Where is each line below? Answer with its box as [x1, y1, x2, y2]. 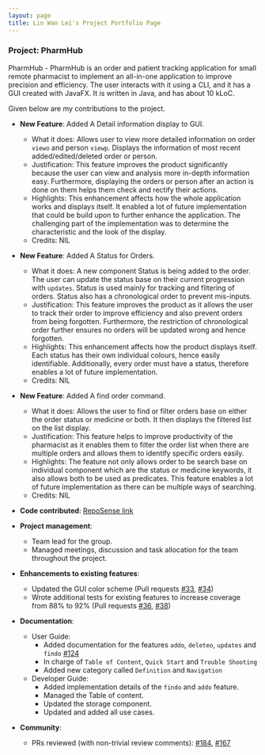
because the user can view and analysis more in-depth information [31, 168, 251, 177]
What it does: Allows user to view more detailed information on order [31, 134, 256, 143]
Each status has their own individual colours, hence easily [31, 350, 221, 360]
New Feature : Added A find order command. [19, 391, 166, 400]
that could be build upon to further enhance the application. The [31, 210, 241, 219]
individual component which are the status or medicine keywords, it [31, 465, 252, 475]
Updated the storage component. [43, 699, 152, 708]
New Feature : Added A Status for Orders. [19, 250, 156, 260]
